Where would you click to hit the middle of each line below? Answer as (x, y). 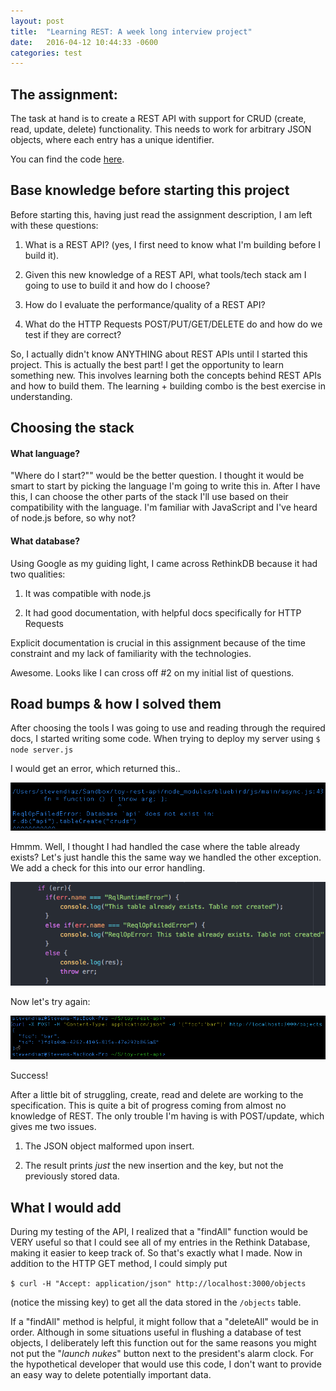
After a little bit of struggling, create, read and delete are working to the (157, 1095)
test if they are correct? (73, 334)
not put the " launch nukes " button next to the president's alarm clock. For (162, 1353)
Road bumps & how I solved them (116, 704)
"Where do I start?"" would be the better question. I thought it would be (157, 476)
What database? (45, 541)
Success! (29, 1076)
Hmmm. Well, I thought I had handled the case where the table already (155, 846)
